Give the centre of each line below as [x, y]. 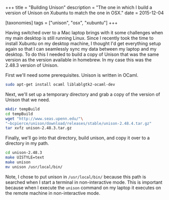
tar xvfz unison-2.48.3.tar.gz [39, 128]
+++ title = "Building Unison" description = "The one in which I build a [79, 7]
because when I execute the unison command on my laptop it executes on [83, 187]
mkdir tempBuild [22, 109]
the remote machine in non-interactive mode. [53, 193]
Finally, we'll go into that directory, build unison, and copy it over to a [78, 138]
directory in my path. [27, 143]
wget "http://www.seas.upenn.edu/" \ [44, 119]
